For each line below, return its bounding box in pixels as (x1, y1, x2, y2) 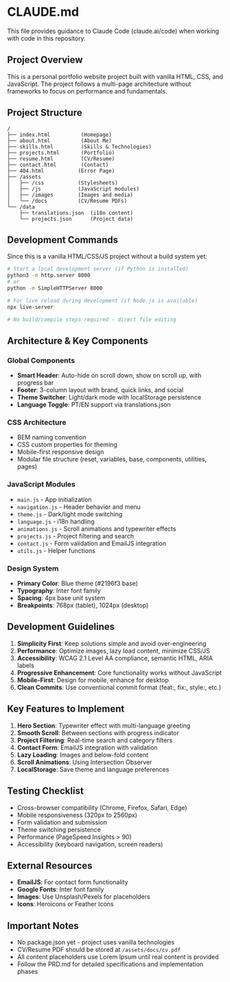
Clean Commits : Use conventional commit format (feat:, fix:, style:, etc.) (16, 683, 222, 691)
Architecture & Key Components (7, 335, 149, 347)
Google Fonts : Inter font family (16, 885, 104, 894)
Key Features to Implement (7, 703, 125, 715)
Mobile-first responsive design (16, 448, 104, 456)
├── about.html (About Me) (7, 137, 112, 144)
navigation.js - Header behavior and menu (16, 503, 141, 511)
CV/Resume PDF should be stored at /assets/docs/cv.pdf (16, 946, 181, 954)
